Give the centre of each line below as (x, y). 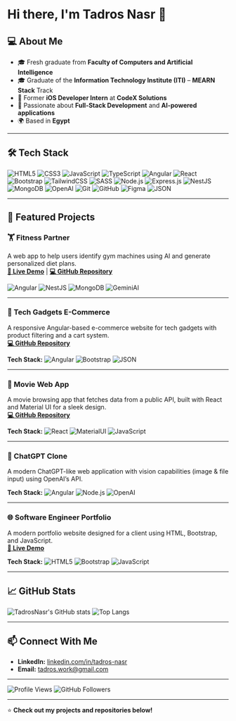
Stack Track (35, 90)
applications (36, 113)
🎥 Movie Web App (38, 384)
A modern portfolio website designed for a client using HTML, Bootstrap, (112, 533)
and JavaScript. (30, 540)
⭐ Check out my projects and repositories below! (80, 710)
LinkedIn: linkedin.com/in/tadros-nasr (72, 662)
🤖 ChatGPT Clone (38, 456)
